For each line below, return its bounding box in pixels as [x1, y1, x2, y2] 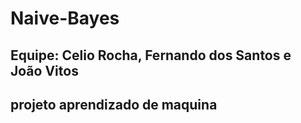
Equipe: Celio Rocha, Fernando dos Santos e [10, 47, 292, 64]
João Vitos [10, 62, 79, 79]
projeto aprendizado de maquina [10, 96, 218, 113]
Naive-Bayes [10, 7, 120, 30]
